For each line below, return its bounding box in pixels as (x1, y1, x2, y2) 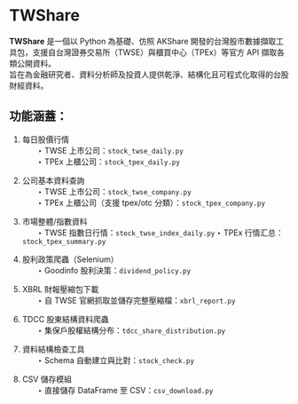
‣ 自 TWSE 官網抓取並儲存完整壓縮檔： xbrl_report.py (37, 295, 236, 305)
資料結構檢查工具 (21, 344, 85, 354)
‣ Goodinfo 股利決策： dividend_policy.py (37, 265, 192, 275)
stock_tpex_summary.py (21, 237, 106, 246)
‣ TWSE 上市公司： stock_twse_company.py (37, 186, 192, 196)
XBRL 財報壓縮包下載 (21, 283, 99, 294)
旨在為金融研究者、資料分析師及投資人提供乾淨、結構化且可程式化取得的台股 (9, 68, 289, 80)
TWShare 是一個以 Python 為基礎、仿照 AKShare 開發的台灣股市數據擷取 (9, 36, 277, 46)
